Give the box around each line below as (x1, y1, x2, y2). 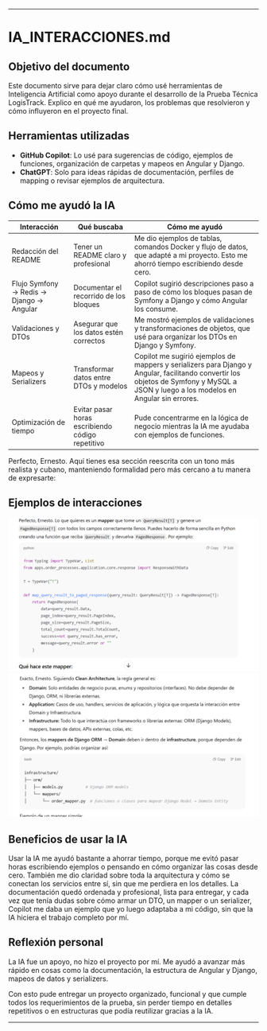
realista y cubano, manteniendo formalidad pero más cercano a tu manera (8, 465, 251, 474)
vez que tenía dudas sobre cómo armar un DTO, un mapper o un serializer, (8, 896, 252, 905)
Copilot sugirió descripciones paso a (133, 278, 254, 288)
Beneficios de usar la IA (8, 832, 128, 846)
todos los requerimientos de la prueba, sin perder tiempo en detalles (8, 998, 233, 1007)
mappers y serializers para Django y (133, 360, 252, 370)
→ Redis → (11, 287, 48, 297)
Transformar (73, 364, 114, 374)
